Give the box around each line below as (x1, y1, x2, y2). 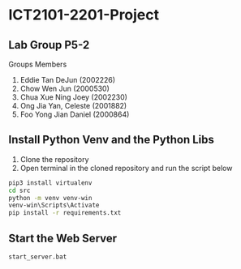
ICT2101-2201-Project (8, 6, 160, 24)
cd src (8, 186, 31, 194)
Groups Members (8, 59, 67, 69)
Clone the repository (19, 154, 89, 164)
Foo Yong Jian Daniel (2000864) (19, 109, 130, 119)
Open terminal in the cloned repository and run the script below (19, 163, 233, 173)
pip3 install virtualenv (8, 178, 93, 187)
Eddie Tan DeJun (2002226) (19, 75, 116, 84)
